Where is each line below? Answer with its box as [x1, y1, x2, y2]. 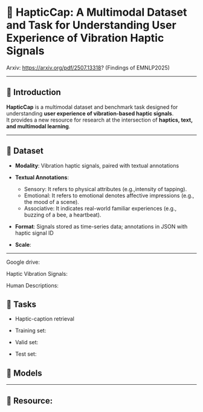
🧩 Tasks [6, 299, 37, 309]
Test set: [14, 350, 37, 358]
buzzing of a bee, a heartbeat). [24, 211, 101, 218]
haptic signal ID [14, 229, 54, 237]
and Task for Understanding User [6, 18, 176, 32]
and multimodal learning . [6, 122, 71, 129]
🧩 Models [6, 368, 42, 378]
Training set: [14, 327, 47, 335]
